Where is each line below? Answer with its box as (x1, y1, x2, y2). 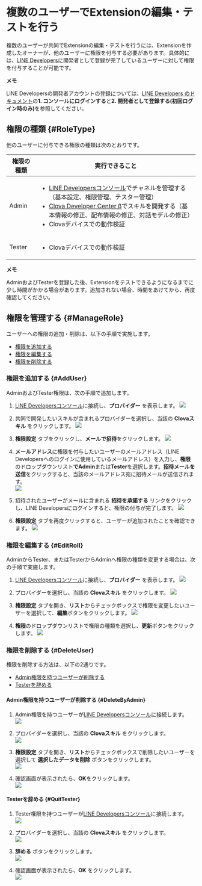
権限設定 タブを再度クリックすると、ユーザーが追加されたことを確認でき (14, 517, 195, 524)
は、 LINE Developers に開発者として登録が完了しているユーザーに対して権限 (6, 57, 194, 64)
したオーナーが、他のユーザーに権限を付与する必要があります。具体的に (11, 49, 191, 56)
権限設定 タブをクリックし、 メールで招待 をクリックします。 (14, 435, 164, 442)
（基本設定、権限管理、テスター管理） (49, 193, 158, 201)
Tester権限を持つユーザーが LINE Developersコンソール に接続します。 (14, 810, 188, 817)
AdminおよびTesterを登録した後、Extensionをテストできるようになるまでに (6, 278, 194, 286)
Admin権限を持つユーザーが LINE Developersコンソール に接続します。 (14, 711, 188, 718)
